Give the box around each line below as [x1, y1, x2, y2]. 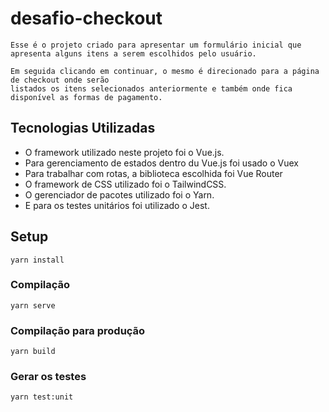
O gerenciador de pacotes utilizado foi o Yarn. [24, 188, 215, 201]
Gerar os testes [10, 370, 87, 384]
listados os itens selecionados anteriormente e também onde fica [10, 83, 293, 94]
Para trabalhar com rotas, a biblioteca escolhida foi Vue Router [24, 167, 283, 179]
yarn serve [10, 300, 56, 311]
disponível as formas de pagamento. [10, 92, 163, 102]
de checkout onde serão [10, 75, 110, 85]
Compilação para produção [10, 323, 146, 337]
